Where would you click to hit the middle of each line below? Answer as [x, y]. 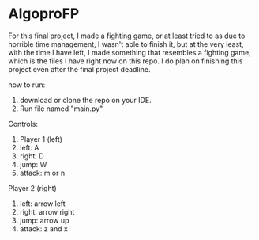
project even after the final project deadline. [79, 69]
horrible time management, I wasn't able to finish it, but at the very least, [126, 44]
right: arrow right [47, 211]
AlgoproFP [44, 14]
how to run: [27, 85]
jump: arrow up [44, 220]
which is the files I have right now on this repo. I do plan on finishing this [126, 61]
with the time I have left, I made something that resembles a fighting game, [129, 52]
